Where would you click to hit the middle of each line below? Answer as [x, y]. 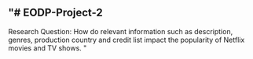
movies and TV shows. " [48, 48]
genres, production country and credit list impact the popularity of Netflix [126, 40]
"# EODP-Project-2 [56, 13]
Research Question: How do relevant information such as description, [121, 31]
